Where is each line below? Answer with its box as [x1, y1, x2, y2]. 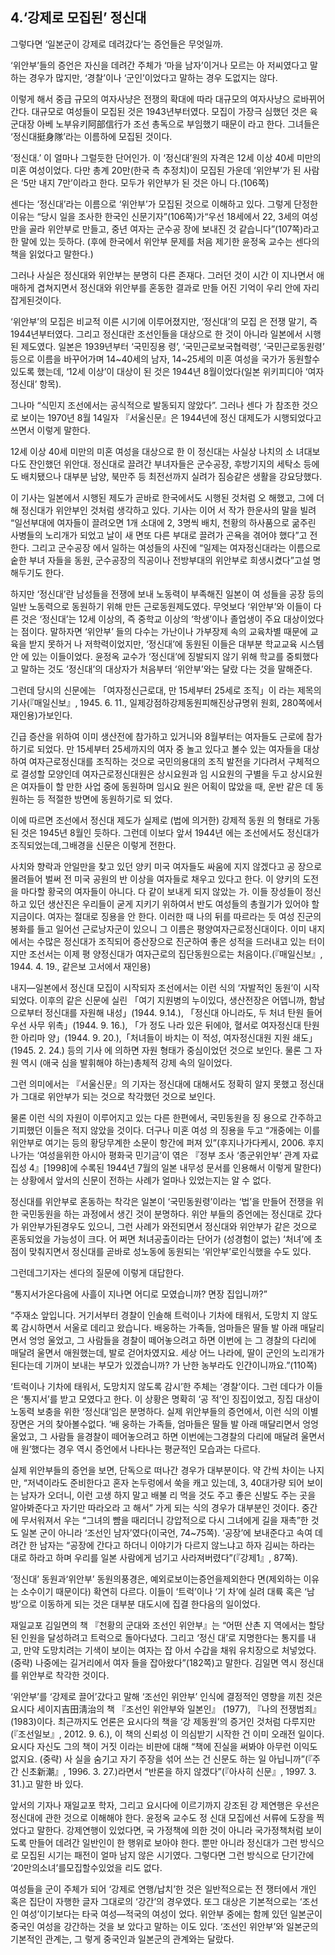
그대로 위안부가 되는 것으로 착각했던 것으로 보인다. [20, 1090, 216, 1102]
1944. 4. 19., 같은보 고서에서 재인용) [10, 960, 152, 972]
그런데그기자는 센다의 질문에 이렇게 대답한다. [10, 1266, 185, 1278]
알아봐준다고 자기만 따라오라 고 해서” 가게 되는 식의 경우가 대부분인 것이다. [10, 1501, 300, 1513]
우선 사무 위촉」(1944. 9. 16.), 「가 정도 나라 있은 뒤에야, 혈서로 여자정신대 [10, 1019, 302, 1031]
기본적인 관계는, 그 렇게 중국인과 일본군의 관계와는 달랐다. [10, 1933, 235, 1945]
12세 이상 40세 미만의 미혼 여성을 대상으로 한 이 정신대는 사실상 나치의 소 [10, 445, 294, 457]
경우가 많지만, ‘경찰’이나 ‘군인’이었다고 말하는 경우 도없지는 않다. [28, 71, 278, 83]
